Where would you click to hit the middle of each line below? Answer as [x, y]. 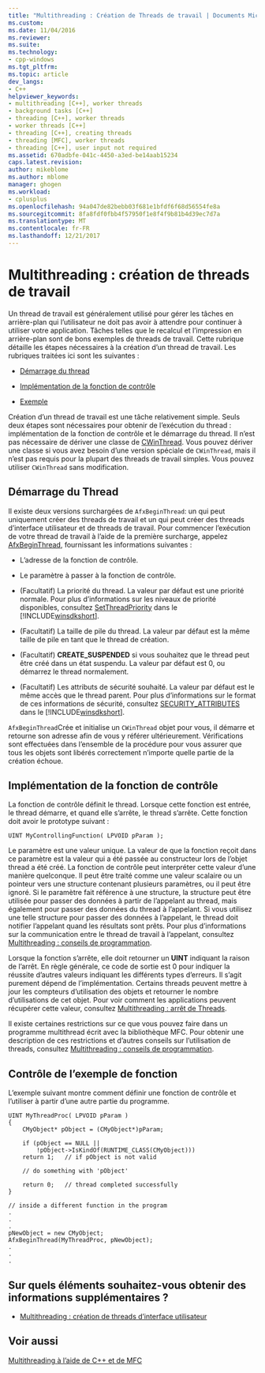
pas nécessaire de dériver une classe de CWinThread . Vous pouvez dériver [131, 442]
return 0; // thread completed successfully [100, 1185]
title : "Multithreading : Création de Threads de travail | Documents [127, 15]
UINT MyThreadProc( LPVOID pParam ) [68, 1116]
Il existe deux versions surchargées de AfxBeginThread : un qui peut [117, 511]
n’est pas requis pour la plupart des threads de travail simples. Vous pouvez [131, 458]
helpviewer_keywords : [44, 96]
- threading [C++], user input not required [82, 148]
